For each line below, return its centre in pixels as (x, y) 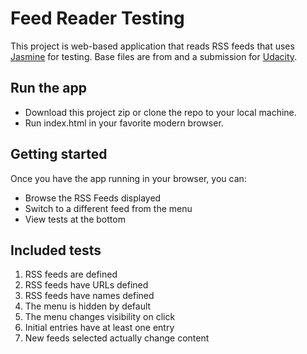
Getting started (59, 154)
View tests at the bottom (75, 219)
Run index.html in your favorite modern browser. (124, 123)
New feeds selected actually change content (117, 338)
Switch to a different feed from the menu (108, 208)
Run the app (48, 88)
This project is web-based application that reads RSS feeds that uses (152, 46)
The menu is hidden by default (88, 306)
